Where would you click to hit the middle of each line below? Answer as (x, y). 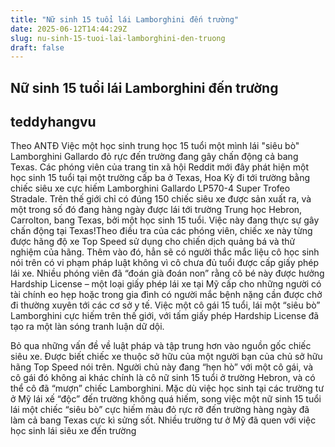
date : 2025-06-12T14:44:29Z (69, 29)
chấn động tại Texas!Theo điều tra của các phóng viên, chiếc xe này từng (161, 231)
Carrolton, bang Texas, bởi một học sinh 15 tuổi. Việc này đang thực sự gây (165, 220)
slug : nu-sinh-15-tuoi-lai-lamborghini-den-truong (118, 38)
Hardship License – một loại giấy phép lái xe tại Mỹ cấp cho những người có (166, 284)
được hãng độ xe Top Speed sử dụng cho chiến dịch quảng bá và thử (153, 242)
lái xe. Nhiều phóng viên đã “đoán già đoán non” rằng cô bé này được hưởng (167, 273)
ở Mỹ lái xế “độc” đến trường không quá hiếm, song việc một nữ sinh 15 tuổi (166, 399)
